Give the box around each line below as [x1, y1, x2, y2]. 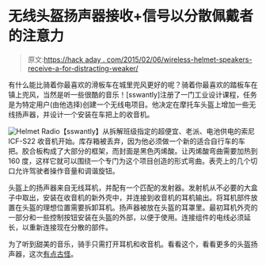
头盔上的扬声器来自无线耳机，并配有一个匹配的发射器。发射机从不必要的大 [8, 183, 251, 192]
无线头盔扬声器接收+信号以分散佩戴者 [8, 7, 254, 25]
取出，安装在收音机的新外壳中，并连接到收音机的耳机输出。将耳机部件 [21, 192, 251, 202]
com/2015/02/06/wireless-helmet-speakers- [106, 55, 253, 64]
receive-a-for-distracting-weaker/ [27, 63, 139, 73]
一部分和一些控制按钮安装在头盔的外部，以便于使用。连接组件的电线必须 [8, 212, 244, 222]
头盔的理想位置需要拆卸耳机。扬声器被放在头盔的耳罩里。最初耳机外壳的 [21, 203, 258, 212]
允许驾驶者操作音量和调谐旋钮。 [14, 165, 120, 175]
